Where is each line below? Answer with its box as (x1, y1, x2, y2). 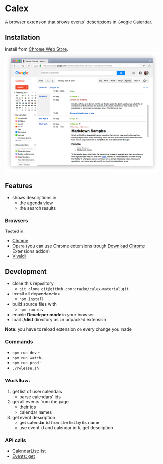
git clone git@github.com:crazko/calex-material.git (19, 286, 129, 291)
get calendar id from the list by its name (19, 420, 100, 425)
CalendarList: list (12, 448, 46, 454)
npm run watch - (12, 355, 44, 360)
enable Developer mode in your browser (12, 311, 94, 317)
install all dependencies (12, 291, 60, 296)
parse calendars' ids (19, 394, 61, 400)
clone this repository (12, 280, 54, 286)
